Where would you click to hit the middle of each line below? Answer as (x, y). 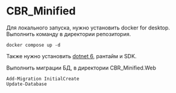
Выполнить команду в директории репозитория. (69, 34)
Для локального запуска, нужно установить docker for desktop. (88, 28)
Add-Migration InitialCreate (43, 79)
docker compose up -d (33, 45)
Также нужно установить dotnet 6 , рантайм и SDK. (71, 56)
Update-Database (27, 84)
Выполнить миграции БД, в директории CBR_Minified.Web (81, 68)
